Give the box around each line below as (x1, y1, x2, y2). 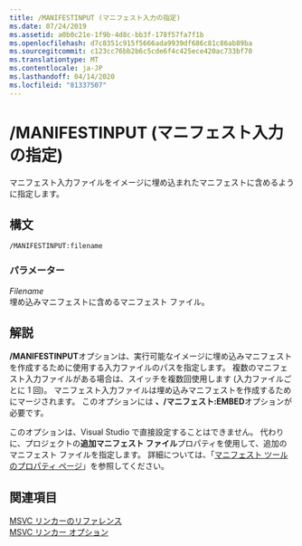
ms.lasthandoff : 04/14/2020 (9, 72, 116, 81)
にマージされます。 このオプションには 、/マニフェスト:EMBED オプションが (9, 396, 292, 407)
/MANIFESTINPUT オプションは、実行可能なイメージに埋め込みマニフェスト (9, 350, 292, 362)
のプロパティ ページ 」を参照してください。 (9, 461, 169, 472)
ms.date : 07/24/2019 (9, 22, 88, 31)
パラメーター (9, 264, 65, 277)
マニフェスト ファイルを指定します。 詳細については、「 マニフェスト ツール (9, 449, 288, 460)
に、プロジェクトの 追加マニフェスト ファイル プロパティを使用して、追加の (9, 438, 288, 449)
